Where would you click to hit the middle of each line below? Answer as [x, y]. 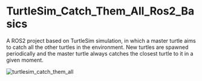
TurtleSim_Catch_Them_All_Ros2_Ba [100, 11]
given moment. [25, 60]
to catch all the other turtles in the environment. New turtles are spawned [97, 47]
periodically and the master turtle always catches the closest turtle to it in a [100, 53]
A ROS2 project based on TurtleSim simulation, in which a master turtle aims [101, 40]
